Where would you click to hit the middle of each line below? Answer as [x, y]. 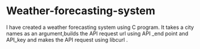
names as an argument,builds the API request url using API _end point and [97, 33]
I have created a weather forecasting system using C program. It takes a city [100, 27]
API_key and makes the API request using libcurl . [67, 40]
